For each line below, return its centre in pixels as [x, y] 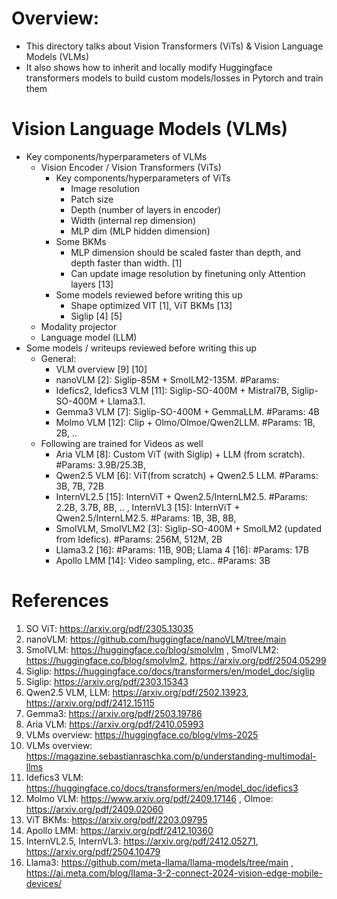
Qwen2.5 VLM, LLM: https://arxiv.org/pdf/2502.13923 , [137, 692]
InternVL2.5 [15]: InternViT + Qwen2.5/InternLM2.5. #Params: [182, 496]
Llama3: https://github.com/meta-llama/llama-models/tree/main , [159, 862]
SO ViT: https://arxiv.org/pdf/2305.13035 [109, 628]
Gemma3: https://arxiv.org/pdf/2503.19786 [114, 713]
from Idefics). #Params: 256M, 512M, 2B [139, 539]
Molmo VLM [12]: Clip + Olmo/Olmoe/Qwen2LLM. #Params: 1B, [185, 422]
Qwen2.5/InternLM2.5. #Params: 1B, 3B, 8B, [146, 518]
